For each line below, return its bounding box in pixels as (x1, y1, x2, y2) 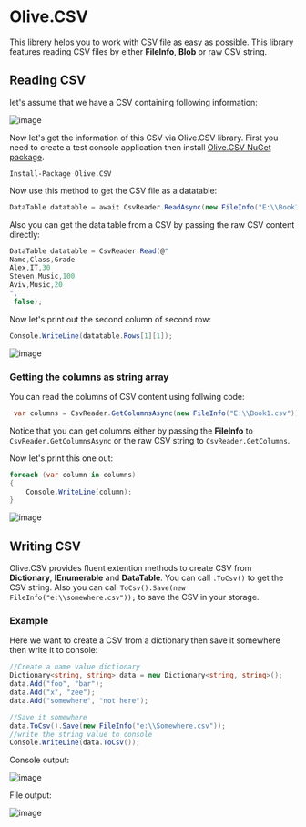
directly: (9, 229, 41, 240)
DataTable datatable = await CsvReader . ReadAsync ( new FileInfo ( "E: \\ (9, 202, 280, 211)
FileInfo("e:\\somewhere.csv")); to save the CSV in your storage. (9, 592, 260, 603)
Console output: (9, 754, 70, 766)
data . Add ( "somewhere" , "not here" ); (9, 696, 148, 705)
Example (9, 615, 49, 628)
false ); (13, 297, 43, 306)
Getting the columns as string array (9, 371, 169, 383)
